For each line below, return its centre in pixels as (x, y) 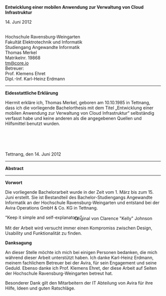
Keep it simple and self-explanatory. (44, 217)
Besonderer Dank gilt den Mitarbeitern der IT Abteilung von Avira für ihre (79, 283)
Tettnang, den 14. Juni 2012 (33, 154)
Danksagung (19, 243)
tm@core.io (17, 63)
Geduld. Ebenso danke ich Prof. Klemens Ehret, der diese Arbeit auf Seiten (81, 268)
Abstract (14, 168)
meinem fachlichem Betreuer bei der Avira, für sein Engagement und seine (81, 263)
